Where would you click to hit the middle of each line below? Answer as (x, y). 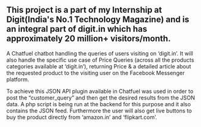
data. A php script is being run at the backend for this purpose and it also (99, 104)
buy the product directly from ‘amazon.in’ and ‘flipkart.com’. (82, 117)
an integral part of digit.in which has (77, 29)
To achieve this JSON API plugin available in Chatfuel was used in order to (100, 91)
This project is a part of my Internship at (84, 10)
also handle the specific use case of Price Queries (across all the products (100, 60)
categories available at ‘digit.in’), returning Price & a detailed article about (99, 66)
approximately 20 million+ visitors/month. (89, 39)
